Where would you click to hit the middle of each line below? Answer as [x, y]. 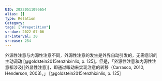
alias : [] [15, 14]
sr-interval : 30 [21, 37]
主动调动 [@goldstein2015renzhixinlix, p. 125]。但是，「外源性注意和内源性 [79, 61]
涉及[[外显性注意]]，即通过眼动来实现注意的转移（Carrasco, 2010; [79, 67]
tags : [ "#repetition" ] [28, 27]
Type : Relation [20, 18]
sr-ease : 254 [18, 41]
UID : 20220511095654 [26, 9]
